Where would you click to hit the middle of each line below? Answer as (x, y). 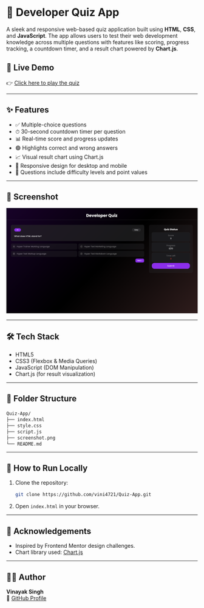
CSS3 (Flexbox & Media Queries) (56, 361)
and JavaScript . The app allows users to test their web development (92, 35)
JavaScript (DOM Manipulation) (54, 367)
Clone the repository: (42, 483)
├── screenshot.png (31, 438)
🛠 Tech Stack (33, 337)
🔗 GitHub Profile (26, 598)
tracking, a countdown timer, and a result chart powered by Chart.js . (92, 49)
